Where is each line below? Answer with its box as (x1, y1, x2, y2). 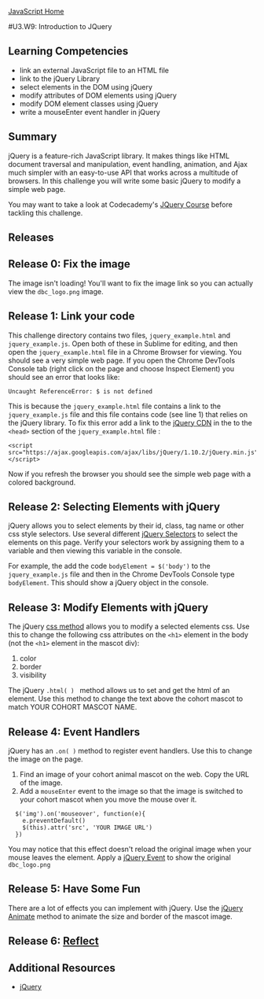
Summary (8, 130, 57, 144)
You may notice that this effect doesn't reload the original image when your (8, 845, 251, 854)
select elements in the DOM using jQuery (19, 82, 153, 91)
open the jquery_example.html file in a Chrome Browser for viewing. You (8, 347, 242, 356)
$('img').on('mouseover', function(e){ (15, 810, 146, 818)
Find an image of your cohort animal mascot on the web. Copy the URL (19, 770, 250, 780)
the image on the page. (8, 754, 84, 764)
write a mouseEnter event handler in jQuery (19, 107, 161, 116)
